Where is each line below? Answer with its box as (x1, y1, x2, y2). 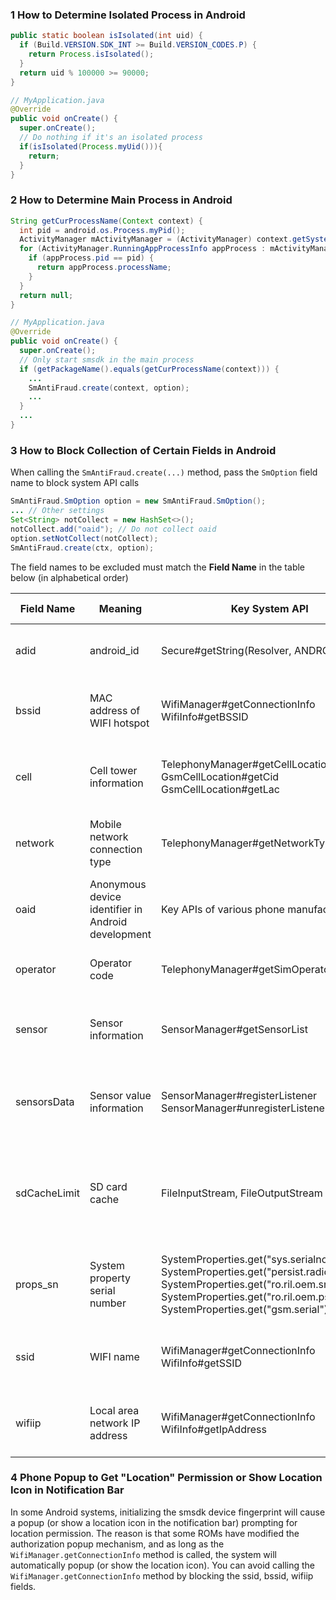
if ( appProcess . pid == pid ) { (28, 253, 155, 263)
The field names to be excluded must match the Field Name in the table (10, 561, 306, 573)
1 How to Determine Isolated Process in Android (10, 8, 246, 22)
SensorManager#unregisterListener (161, 1101, 329, 1115)
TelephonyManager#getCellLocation (161, 757, 333, 771)
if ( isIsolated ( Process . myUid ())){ (19, 141, 163, 152)
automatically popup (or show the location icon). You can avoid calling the (10, 1559, 316, 1571)
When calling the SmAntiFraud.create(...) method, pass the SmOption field (10, 466, 318, 478)
